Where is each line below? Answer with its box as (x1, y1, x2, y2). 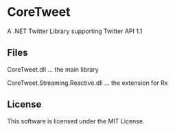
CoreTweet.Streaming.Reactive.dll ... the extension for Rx (7, 79, 168, 87)
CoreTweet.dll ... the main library (7, 65, 99, 73)
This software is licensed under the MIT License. (7, 117, 145, 125)
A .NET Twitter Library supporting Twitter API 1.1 (7, 27, 143, 35)
